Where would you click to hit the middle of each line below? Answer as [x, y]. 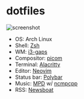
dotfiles [26, 11]
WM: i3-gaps [31, 51]
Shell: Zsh [27, 45]
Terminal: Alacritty [37, 64]
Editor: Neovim [33, 70]
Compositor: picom [39, 58]
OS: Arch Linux [33, 39]
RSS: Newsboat [34, 89]
